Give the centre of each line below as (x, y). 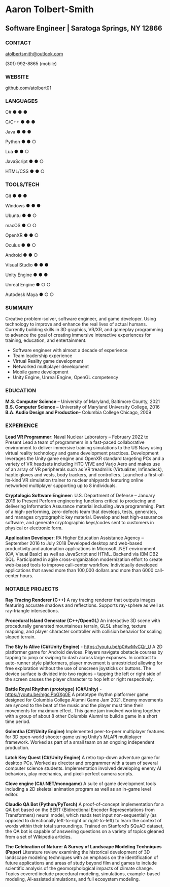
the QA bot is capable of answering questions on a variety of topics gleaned (85, 831)
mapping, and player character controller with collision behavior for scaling (84, 631)
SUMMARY (19, 308)
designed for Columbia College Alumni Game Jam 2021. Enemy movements (84, 700)
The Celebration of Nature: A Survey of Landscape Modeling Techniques (83, 846)
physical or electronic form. (34, 528)
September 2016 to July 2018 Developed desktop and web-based (74, 543)
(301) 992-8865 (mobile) (31, 63)
